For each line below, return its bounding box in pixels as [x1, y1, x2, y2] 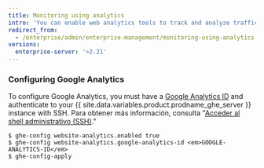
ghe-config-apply [15, 152, 72, 161]
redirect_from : [8, 26, 58, 34]
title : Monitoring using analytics [8, 11, 125, 20]
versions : [8, 41, 41, 49]
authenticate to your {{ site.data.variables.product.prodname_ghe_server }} [8, 100, 251, 110]
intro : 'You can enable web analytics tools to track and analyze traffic [8, 19, 258, 27]
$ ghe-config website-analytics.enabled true [8, 132, 159, 140]
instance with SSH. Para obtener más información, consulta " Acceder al [8, 108, 240, 118]
